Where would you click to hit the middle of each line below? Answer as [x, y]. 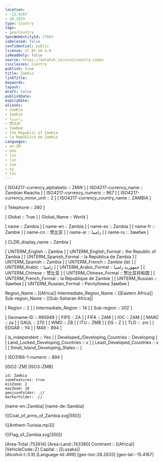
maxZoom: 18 [17, 389]
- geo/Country [20, 32]
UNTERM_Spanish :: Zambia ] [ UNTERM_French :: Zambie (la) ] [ [70, 262]
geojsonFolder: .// [25, 393]
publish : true [20, 69]
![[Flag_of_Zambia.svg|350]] [34, 435]
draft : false [18, 92]
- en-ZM [13, 146]
